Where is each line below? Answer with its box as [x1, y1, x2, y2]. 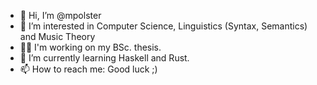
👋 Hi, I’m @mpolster [19, 10, 102, 21]
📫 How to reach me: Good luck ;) [19, 63, 158, 75]
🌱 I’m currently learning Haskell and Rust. [19, 52, 190, 64]
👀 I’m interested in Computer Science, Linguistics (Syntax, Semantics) [19, 20, 308, 32]
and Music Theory [19, 31, 96, 42]
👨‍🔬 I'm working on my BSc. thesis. [19, 41, 162, 53]
